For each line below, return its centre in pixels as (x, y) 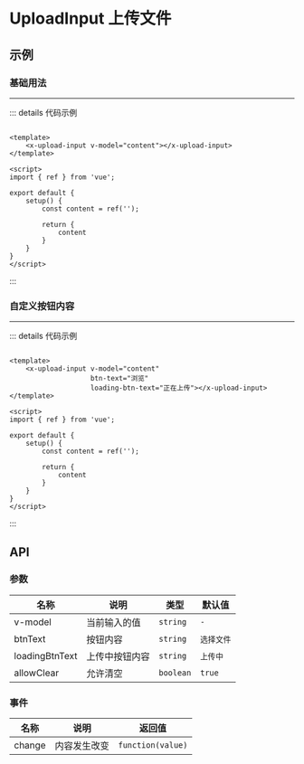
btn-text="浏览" (119, 379)
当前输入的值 (113, 622)
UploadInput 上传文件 (90, 19)
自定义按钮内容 (42, 306)
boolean (175, 673)
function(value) (153, 745)
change (30, 745)
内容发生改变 (82, 746)
